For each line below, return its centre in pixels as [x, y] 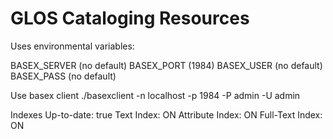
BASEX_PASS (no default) [63, 76]
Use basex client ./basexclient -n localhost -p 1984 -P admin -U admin [155, 95]
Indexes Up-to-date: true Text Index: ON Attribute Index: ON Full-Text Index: [166, 114]
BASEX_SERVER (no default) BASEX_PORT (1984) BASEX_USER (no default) [166, 65]
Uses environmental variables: [72, 46]
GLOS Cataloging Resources [130, 18]
